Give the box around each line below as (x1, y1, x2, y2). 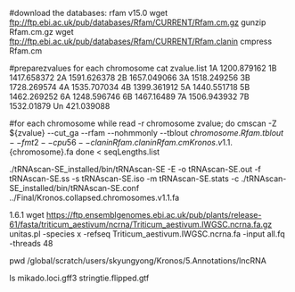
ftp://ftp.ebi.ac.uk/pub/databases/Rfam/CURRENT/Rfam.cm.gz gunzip (9, 17, 266, 28)
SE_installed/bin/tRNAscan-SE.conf (9, 183, 140, 193)
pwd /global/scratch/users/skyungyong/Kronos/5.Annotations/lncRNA (9, 255, 267, 266)
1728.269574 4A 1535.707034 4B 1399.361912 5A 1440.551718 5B (9, 82, 250, 92)
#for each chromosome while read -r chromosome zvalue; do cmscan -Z (9, 118, 278, 129)
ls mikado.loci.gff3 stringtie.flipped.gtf (9, 272, 150, 283)
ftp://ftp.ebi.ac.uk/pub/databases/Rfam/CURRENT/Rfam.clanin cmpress (9, 36, 273, 46)
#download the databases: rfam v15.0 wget (9, 8, 168, 18)
